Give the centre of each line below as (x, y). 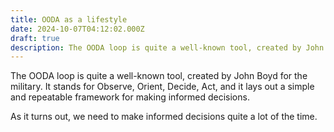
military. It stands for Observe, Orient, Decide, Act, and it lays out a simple (162, 87)
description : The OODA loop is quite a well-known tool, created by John (167, 47)
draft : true (35, 38)
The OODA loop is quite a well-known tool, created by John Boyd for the (159, 76)
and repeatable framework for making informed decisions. (130, 97)
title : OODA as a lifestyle (69, 19)
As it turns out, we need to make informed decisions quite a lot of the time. (164, 117)
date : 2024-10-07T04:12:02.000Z (77, 29)
